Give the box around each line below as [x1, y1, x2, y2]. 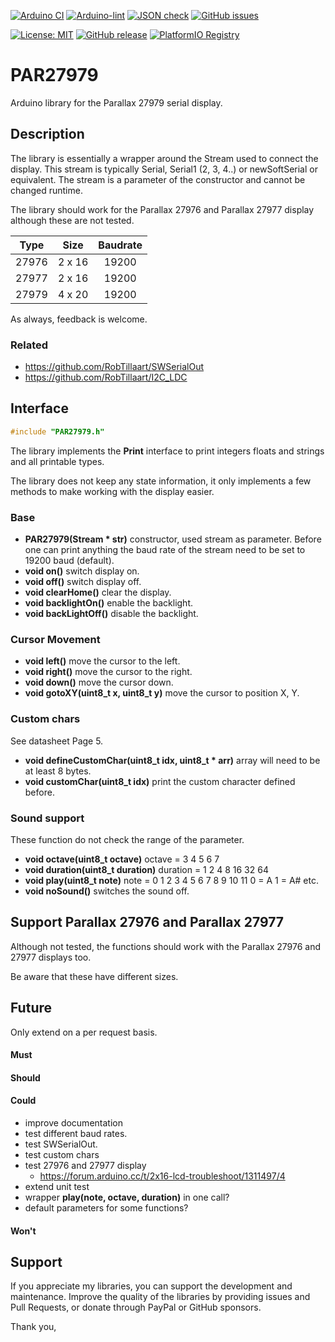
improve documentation [24, 1116, 123, 1129]
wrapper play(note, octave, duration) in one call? [24, 1191, 230, 1203]
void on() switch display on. [24, 565, 140, 577]
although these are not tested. [10, 214, 135, 226]
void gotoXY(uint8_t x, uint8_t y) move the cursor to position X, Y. [24, 687, 300, 699]
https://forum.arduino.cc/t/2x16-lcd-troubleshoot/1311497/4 [39, 1170, 286, 1182]
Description [10, 126, 85, 143]
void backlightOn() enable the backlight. [24, 597, 194, 609]
